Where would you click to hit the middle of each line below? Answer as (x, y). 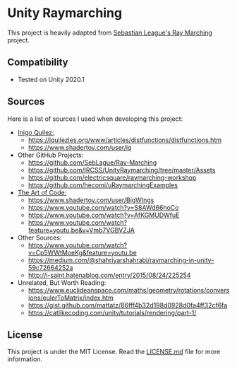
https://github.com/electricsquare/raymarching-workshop (112, 177)
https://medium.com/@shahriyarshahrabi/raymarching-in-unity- (121, 260)
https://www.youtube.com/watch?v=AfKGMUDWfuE (104, 215)
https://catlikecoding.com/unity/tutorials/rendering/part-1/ (112, 312)
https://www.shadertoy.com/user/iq (80, 147)
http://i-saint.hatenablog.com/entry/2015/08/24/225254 (109, 275)
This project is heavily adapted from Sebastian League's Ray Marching (110, 33)
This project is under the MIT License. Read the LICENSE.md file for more (114, 352)
